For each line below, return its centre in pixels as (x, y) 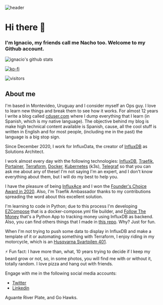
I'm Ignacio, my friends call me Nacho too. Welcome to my (75, 43)
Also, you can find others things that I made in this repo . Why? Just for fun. (81, 222)
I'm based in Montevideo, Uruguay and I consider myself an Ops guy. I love (81, 106)
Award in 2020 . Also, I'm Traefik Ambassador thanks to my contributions (78, 192)
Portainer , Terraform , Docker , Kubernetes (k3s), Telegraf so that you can (78, 166)
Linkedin (21, 288)
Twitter (19, 283)
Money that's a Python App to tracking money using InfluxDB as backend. (79, 217)
